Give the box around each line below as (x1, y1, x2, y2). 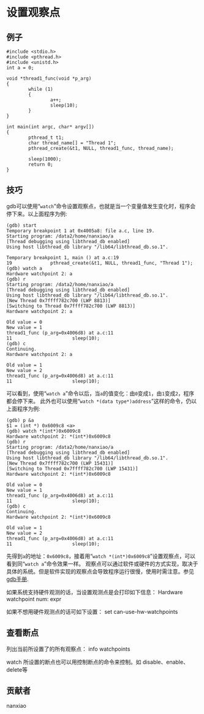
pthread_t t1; (28, 134, 64, 141)
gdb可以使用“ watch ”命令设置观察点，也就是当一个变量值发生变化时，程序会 (6, 202, 196, 209)
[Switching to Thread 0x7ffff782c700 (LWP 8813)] (6, 303, 136, 309)
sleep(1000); (28, 156, 62, 162)
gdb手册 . (6, 575, 29, 583)
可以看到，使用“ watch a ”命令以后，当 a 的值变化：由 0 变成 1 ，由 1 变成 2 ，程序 (6, 389, 195, 397)
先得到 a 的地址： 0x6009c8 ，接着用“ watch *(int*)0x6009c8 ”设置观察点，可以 (6, 552, 196, 559)
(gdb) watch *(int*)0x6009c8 (6, 428, 81, 434)
